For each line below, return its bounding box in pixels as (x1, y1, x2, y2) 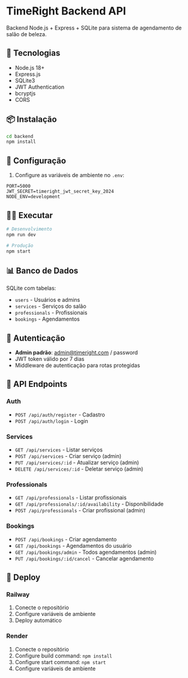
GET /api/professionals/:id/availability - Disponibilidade (14, 500, 164, 507)
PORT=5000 (6, 183, 31, 189)
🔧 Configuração (6, 155, 66, 166)
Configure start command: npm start (14, 658, 106, 665)
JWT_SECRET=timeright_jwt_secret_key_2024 (6, 189, 114, 195)
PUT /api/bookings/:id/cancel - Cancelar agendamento (14, 554, 154, 562)
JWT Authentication (14, 83, 65, 90)
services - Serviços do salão (14, 303, 86, 310)
